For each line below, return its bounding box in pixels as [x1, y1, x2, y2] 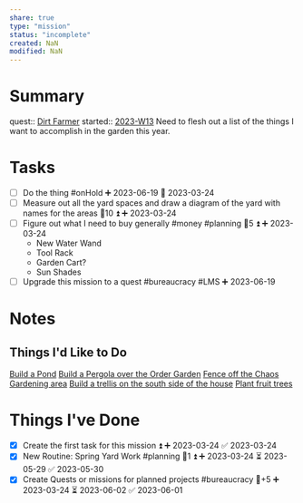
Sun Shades [35, 266, 82, 277]
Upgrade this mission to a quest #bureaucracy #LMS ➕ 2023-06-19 [22, 276, 276, 287]
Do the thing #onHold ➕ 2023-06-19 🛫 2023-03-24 [22, 188, 215, 198]
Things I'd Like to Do [9, 344, 127, 360]
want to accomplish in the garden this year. [9, 126, 171, 137]
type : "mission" [9, 22, 71, 31]
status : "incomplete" [9, 30, 92, 39]
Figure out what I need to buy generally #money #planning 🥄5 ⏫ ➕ [22, 218, 269, 229]
